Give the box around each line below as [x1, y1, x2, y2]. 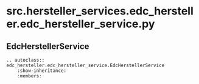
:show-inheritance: [17, 68, 67, 74]
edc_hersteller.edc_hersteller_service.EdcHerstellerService [6, 62, 165, 68]
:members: [17, 73, 43, 79]
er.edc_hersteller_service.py [6, 17, 155, 31]
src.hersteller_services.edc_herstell [6, 4, 194, 18]
